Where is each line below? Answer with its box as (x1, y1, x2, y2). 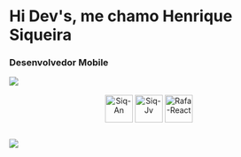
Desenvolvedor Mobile (9, 56, 109, 69)
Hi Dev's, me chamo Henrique (9, 6, 233, 26)
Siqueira (9, 25, 73, 45)
